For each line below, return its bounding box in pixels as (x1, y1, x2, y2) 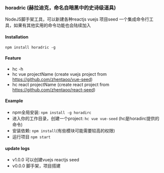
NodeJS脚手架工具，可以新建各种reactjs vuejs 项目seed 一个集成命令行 (5, 16, 149, 22)
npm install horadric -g (5, 45, 56, 50)
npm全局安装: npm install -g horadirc (12, 109, 92, 115)
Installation (5, 34, 28, 40)
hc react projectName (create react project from (12, 82, 109, 87)
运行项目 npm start (12, 133, 51, 140)
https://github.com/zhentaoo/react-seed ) (12, 86, 95, 92)
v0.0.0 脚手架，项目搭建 (12, 163, 61, 169)
